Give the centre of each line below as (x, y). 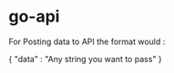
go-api (34, 17)
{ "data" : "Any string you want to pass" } (85, 59)
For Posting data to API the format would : (87, 41)
